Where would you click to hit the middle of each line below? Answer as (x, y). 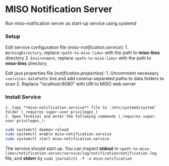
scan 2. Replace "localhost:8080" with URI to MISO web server (71, 84)
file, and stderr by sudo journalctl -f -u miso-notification (69, 158)
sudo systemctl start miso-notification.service (57, 139)
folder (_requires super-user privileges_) (52, 112)
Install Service (23, 97)
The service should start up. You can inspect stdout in (62, 149)
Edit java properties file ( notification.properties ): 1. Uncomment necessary (82, 73)
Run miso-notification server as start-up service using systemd (71, 23)
